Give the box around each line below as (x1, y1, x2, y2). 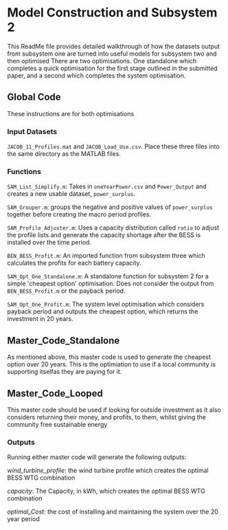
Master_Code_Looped (7, 387, 103, 399)
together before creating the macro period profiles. (7, 210, 152, 219)
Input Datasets (7, 126, 57, 136)
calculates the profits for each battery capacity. (7, 259, 142, 267)
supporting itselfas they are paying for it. (7, 368, 122, 376)
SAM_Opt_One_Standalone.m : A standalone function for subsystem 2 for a (7, 272, 209, 280)
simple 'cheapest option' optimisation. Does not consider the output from (7, 280, 214, 288)
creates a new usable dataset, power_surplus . (7, 190, 136, 198)
